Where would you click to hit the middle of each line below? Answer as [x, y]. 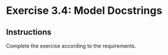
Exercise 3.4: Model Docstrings [84, 11]
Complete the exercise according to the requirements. [71, 46]
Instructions [29, 32]
